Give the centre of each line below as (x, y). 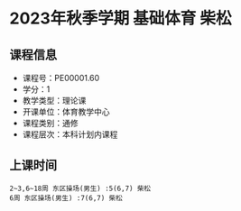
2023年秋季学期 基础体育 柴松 (120, 18)
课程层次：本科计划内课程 (70, 134)
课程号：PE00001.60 (61, 78)
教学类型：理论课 (54, 101)
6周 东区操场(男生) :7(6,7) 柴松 (66, 198)
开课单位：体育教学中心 (66, 112)
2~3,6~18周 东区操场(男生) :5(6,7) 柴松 (80, 188)
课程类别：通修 (50, 123)
